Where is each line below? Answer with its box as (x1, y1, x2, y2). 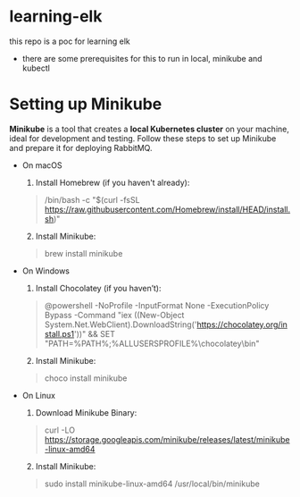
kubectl (21, 63, 51, 73)
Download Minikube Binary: (35, 407, 137, 417)
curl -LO (44, 425, 76, 435)
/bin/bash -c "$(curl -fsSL (44, 194, 140, 205)
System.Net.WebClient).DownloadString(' (44, 319, 197, 330)
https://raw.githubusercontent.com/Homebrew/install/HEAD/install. (44, 204, 291, 215)
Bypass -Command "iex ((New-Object (44, 309, 185, 320)
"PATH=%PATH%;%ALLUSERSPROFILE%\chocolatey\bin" (44, 338, 260, 349)
